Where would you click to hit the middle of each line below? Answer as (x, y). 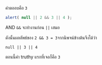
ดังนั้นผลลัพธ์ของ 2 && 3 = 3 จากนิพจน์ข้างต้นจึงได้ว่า (51, 37)
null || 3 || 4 (22, 47)
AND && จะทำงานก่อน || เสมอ (33, 27)
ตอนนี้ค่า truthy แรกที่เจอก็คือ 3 (33, 57)
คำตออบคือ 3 (16, 8)
